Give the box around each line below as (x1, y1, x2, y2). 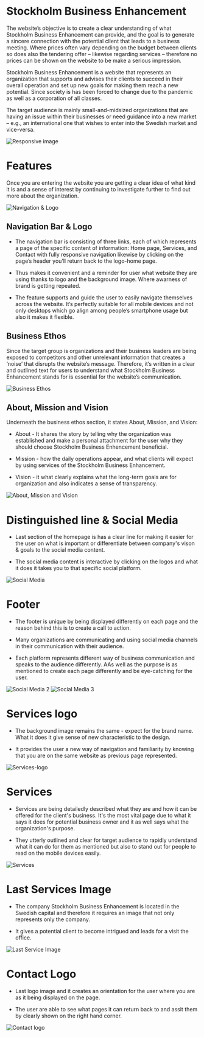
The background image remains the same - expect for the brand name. (15, 727, 194, 735)
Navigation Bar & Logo (6, 221, 93, 232)
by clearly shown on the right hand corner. (15, 1012, 122, 1019)
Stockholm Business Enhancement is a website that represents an (6, 68, 172, 76)
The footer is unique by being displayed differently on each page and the (15, 618, 199, 625)
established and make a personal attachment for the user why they (15, 437, 183, 444)
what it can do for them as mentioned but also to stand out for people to (15, 843, 196, 850)
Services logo (6, 707, 78, 721)
